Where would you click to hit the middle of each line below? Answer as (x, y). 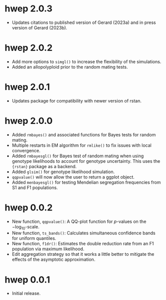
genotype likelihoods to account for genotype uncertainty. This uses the (86, 161)
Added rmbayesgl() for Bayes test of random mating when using (78, 156)
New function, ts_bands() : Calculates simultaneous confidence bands (83, 233)
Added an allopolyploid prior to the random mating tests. (70, 67)
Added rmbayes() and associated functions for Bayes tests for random (84, 134)
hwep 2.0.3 (29, 9)
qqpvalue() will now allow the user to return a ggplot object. (73, 177)
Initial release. (26, 294)
